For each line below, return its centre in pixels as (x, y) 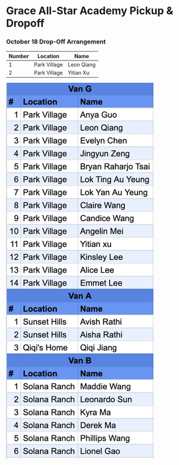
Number (19, 56)
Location (48, 56)
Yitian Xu (79, 73)
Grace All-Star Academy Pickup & (90, 11)
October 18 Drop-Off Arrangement (56, 42)
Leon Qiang (82, 65)
